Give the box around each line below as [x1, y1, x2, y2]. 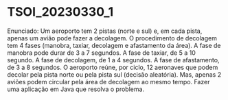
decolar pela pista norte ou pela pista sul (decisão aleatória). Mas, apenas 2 [7, 70, 222, 79]
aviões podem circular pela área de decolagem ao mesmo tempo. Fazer [7, 77, 210, 86]
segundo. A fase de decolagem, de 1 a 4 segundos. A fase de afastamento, [7, 55, 220, 64]
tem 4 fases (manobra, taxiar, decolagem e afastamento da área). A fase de [7, 41, 221, 49]
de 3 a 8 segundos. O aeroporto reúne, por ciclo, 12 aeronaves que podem [7, 63, 218, 71]
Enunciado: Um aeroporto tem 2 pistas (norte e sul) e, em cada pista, [7, 27, 203, 35]
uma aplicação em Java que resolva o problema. [7, 85, 145, 93]
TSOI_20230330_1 [7, 4, 114, 20]
